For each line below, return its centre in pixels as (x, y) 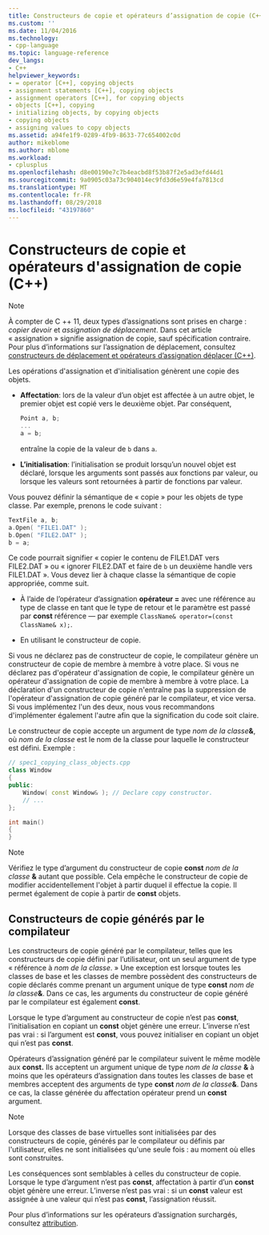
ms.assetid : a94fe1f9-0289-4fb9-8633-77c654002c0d (94, 135)
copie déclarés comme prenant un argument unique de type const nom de (131, 985)
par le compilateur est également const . (74, 1002)
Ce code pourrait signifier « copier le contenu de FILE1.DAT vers (114, 558)
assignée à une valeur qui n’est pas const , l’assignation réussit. (112, 1199)
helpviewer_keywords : (44, 75)
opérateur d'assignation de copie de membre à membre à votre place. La (129, 681)
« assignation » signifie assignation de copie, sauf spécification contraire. (129, 339)
